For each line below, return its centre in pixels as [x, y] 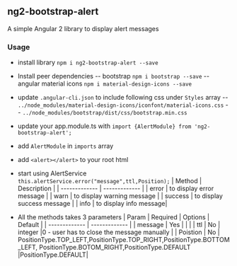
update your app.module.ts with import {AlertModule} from [104, 126]
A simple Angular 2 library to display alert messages [83, 28]
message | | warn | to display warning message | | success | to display [120, 196]
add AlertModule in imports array [65, 146]
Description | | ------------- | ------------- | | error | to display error [116, 189]
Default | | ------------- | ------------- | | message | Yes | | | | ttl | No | [119, 225]
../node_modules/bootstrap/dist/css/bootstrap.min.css [105, 113]
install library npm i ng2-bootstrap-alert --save [88, 62]
